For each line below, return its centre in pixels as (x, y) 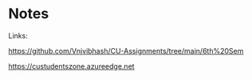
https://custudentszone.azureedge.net (71, 66)
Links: (18, 36)
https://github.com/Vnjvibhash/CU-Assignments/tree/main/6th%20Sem (126, 51)
